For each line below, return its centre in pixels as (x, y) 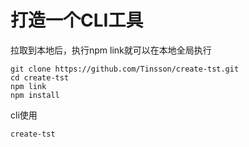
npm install (35, 95)
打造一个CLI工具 (77, 20)
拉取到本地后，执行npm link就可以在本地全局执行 (111, 50)
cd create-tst (40, 77)
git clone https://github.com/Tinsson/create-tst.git (125, 69)
